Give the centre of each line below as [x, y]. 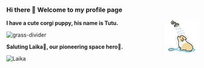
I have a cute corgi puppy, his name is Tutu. [62, 23]
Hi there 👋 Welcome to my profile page [64, 10]
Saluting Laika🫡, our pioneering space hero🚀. [65, 47]
